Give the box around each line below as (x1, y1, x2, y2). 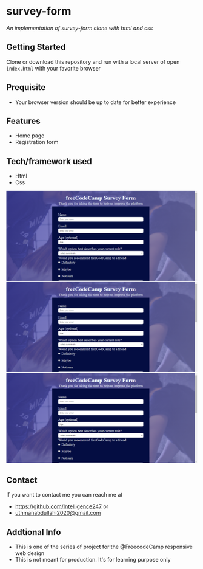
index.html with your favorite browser (6, 64, 101, 72)
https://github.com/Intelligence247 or (15, 503, 109, 510)
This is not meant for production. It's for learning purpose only (15, 556, 171, 564)
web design (15, 550, 45, 557)
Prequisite (6, 82, 46, 92)
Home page (15, 132, 45, 139)
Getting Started (6, 42, 66, 52)
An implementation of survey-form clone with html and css (6, 24, 153, 32)
